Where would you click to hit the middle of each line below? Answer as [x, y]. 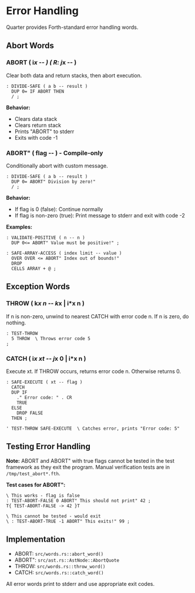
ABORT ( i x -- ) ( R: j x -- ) [41, 62]
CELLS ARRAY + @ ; [34, 269]
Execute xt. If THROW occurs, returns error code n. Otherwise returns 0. [94, 371]
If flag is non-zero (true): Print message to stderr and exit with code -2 [100, 215]
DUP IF [19, 392]
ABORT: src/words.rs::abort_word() [59, 554]
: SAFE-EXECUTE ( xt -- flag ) [44, 382]
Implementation [36, 540]
